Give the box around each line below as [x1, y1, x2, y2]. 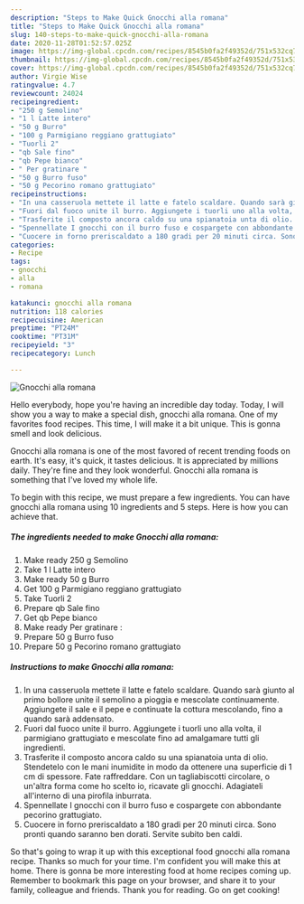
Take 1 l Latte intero [23, 564, 96, 575]
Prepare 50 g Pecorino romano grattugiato [23, 641, 181, 652]
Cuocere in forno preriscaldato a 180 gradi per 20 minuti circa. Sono [23, 819, 277, 830]
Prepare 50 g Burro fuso [23, 631, 114, 642]
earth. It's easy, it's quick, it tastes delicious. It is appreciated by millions [10, 455, 279, 466]
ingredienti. [23, 742, 66, 753]
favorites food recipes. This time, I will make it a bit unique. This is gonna [10, 418, 281, 429]
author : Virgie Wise [10, 72, 88, 81]
